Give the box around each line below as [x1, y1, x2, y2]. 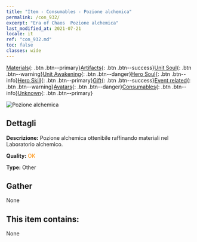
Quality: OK [6, 152, 36, 159]
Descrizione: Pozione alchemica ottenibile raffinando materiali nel [6, 134, 169, 141]
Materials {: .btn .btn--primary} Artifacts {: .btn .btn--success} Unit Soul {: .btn [6, 64, 192, 71]
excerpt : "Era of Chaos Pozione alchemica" [6, 20, 119, 26]
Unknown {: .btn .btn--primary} [17, 89, 93, 96]
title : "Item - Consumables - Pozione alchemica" [6, 8, 133, 15]
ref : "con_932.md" [6, 36, 52, 42]
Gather [6, 180, 33, 191]
